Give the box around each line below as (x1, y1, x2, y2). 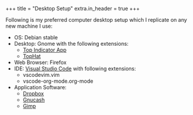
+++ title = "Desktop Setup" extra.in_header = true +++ (5, 5, 140, 12)
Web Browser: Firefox (14, 59, 67, 66)
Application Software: (14, 84, 67, 90)
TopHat (22, 53, 41, 59)
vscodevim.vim (22, 72, 60, 78)
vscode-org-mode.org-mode (22, 77, 94, 84)
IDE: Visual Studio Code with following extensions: (14, 65, 137, 72)
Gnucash (22, 96, 45, 103)
